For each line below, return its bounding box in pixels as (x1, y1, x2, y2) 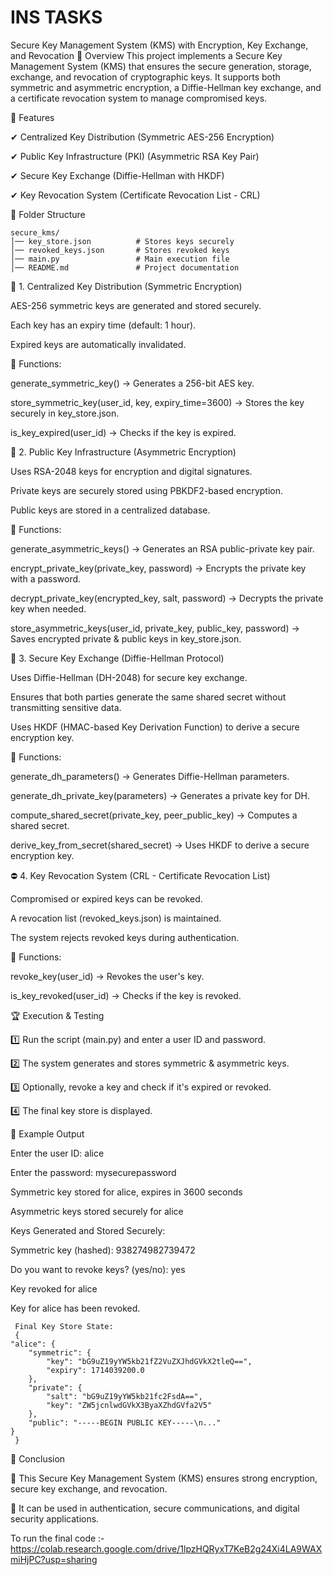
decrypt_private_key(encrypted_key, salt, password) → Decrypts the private (10, 592, 324, 604)
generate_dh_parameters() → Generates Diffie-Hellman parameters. (10, 770, 290, 782)
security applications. (10, 1512, 100, 1525)
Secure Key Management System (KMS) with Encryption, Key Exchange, (10, 39, 309, 51)
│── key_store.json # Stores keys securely (10, 236, 235, 246)
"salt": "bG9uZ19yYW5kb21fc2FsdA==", (46, 1391, 203, 1401)
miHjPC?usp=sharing (10, 1553, 98, 1565)
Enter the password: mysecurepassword (10, 1166, 177, 1178)
